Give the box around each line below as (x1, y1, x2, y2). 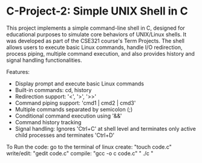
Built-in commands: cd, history (15, 86, 92, 93)
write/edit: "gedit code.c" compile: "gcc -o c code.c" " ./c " (6, 150, 154, 157)
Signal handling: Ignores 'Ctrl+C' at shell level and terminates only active (15, 125, 197, 132)
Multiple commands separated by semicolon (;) (15, 105, 133, 113)
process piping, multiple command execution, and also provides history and (6, 50, 195, 57)
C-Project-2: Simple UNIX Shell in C (6, 4, 189, 18)
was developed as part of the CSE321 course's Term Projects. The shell (6, 37, 184, 44)
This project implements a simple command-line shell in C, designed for (6, 24, 186, 32)
